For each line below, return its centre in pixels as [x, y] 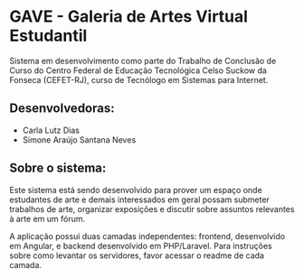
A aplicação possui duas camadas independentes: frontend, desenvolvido [147, 236]
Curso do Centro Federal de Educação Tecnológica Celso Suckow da [138, 70]
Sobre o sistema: [58, 168]
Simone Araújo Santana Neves [79, 139]
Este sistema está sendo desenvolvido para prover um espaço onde [136, 190]
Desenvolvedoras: [62, 109]
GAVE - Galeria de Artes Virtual [129, 17]
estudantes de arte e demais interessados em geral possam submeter [139, 199]
